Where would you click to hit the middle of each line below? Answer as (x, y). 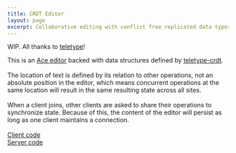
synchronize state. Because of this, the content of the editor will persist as (115, 112)
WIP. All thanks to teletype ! (46, 47)
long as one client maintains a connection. (68, 120)
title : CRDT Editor (36, 14)
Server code (25, 142)
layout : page (26, 20)
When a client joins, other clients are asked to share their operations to (110, 105)
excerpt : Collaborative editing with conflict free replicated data (110, 27)
